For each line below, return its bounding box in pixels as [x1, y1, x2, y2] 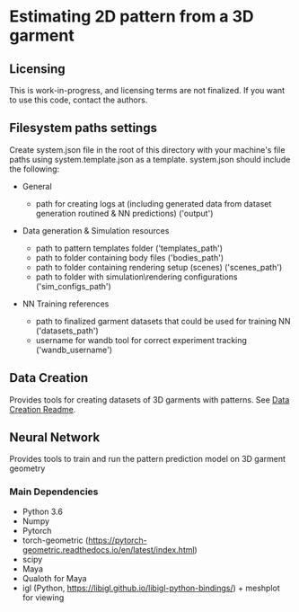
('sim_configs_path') [35, 280, 112, 291]
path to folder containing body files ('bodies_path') [35, 252, 224, 262]
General [22, 181, 52, 191]
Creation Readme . [9, 404, 76, 414]
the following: [9, 164, 60, 174]
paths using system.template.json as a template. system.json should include [9, 154, 291, 164]
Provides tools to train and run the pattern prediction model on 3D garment [9, 454, 286, 465]
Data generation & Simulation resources [22, 225, 170, 235]
